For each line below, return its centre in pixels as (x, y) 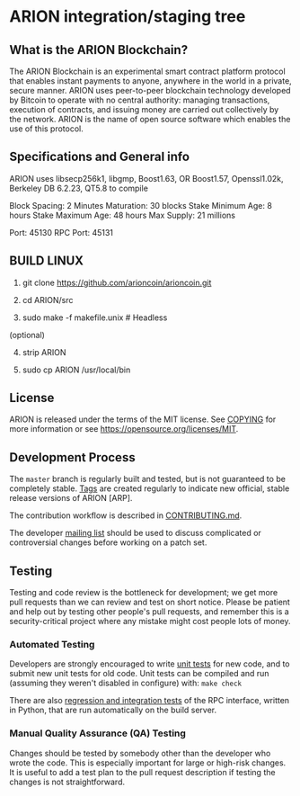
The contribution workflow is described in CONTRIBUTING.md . (126, 515)
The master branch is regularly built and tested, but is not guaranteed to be (147, 479)
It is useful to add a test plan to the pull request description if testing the (142, 772)
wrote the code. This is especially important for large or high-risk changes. (148, 763)
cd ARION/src (48, 300)
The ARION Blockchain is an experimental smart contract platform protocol (147, 71)
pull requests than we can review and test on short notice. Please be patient (150, 602)
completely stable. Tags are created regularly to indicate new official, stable (150, 488)
